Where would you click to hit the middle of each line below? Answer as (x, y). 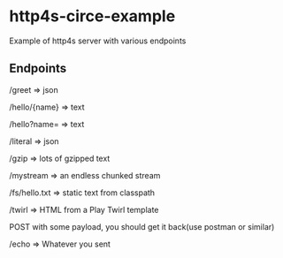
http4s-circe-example (92, 16)
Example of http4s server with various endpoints (98, 41)
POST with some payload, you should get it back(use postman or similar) (142, 226)
